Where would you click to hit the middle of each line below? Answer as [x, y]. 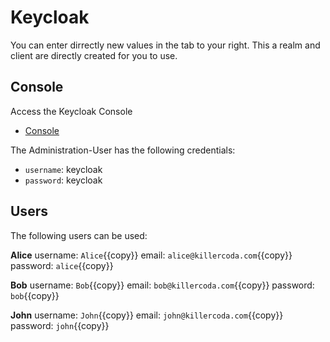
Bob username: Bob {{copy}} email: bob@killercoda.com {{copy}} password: [162, 285]
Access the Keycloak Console [71, 111]
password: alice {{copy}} [62, 265]
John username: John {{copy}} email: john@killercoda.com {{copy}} [147, 315]
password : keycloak [63, 180]
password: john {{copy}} [60, 325]
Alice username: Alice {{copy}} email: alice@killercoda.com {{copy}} [151, 255]
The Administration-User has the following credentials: [123, 150]
